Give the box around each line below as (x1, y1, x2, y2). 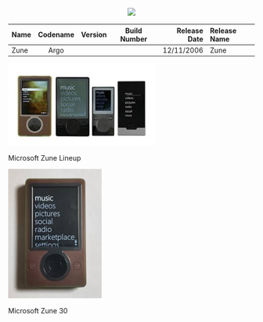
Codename (38, 30, 74, 39)
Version (81, 30, 107, 39)
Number (120, 34, 147, 43)
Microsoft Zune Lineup (8, 154, 81, 163)
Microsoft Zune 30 (8, 306, 68, 316)
